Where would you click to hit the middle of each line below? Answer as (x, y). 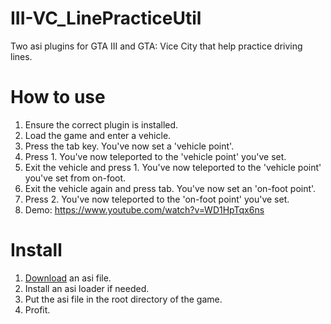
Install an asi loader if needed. (87, 288)
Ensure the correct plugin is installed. (101, 124)
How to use (58, 97)
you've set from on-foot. (75, 178)
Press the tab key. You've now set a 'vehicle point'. (129, 146)
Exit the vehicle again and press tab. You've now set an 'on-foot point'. (170, 188)
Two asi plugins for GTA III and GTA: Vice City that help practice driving (156, 46)
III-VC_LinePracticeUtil (106, 18)
